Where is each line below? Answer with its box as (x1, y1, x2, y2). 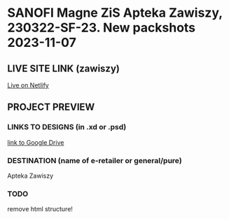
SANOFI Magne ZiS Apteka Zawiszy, (7, 5, 223, 21)
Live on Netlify (7, 81, 49, 89)
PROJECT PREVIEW (7, 101, 95, 113)
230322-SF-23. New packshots (7, 20, 196, 36)
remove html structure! (7, 205, 74, 213)
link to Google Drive (7, 138, 64, 146)
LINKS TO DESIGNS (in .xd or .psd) (7, 122, 127, 132)
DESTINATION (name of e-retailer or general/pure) (7, 155, 182, 165)
